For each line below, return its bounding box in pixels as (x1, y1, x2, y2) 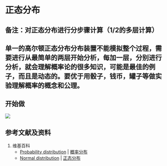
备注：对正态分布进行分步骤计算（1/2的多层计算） (5, 26, 159, 34)
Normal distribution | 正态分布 (19, 155, 81, 161)
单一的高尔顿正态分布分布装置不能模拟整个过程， (5, 44, 156, 53)
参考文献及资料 (5, 128, 51, 137)
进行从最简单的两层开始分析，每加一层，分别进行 (11, 53, 162, 62)
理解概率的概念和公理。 (11, 81, 83, 90)
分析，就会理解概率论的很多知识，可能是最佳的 (5, 62, 149, 71)
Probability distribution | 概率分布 (19, 149, 88, 155)
